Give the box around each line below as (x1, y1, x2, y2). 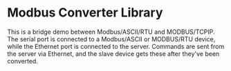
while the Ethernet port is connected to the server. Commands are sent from (7, 42, 225, 50)
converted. (7, 57, 38, 65)
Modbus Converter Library (7, 5, 163, 21)
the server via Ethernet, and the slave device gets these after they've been (7, 50, 220, 58)
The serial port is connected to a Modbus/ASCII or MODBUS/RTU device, (7, 34, 216, 43)
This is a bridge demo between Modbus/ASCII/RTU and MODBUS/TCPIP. (7, 28, 215, 36)
